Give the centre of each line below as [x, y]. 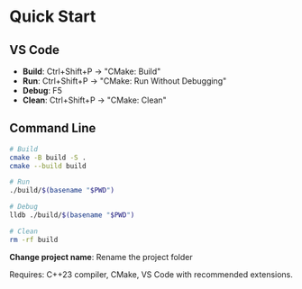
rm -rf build [34, 239]
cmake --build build [48, 166]
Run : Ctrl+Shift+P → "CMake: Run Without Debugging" [124, 81]
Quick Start [53, 17]
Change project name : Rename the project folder [101, 257]
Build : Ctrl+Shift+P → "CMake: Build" [92, 71]
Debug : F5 [42, 90]
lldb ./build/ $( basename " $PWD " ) [72, 215]
